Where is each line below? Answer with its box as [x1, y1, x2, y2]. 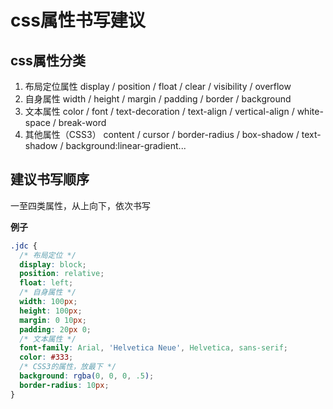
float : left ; [19, 278, 74, 288]
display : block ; [19, 259, 87, 270]
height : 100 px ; [19, 306, 83, 316]
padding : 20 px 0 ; [19, 324, 92, 335]
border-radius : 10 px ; [19, 380, 110, 390]
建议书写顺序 [10, 171, 90, 188]
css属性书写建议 [10, 9, 146, 32]
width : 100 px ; [19, 297, 78, 307]
